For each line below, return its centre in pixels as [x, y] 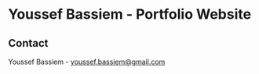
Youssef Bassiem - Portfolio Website [130, 14]
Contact [28, 43]
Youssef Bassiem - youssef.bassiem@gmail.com [87, 62]
